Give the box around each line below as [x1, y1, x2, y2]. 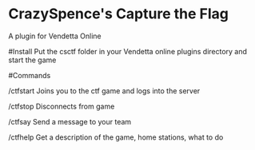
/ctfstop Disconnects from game [8, 101, 115, 111]
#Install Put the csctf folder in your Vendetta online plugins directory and [8, 46, 248, 56]
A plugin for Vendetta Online [8, 31, 102, 41]
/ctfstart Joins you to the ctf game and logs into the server [8, 85, 201, 96]
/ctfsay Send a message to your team [8, 116, 132, 126]
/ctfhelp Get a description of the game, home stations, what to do [8, 132, 224, 142]
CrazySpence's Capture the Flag [8, 5, 229, 23]
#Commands [8, 70, 51, 80]
